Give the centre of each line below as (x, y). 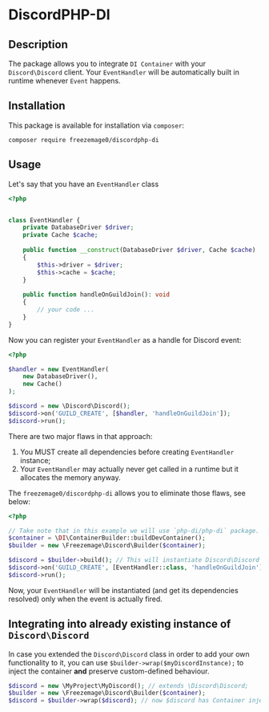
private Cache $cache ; (60, 235)
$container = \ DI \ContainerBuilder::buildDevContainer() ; (107, 538)
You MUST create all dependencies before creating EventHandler (127, 452)
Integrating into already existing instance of (120, 624)
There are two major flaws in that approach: (80, 436)
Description (38, 45)
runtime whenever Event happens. (65, 81)
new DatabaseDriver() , (60, 376)
